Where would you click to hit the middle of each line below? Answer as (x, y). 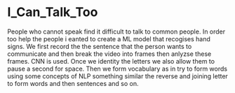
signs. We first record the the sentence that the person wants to (100, 46)
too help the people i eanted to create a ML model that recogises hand (109, 38)
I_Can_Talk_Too (53, 12)
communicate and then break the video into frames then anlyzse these (109, 54)
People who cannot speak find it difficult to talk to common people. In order (116, 31)
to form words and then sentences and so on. (73, 83)
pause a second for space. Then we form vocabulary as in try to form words (117, 69)
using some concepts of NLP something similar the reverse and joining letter (117, 76)
